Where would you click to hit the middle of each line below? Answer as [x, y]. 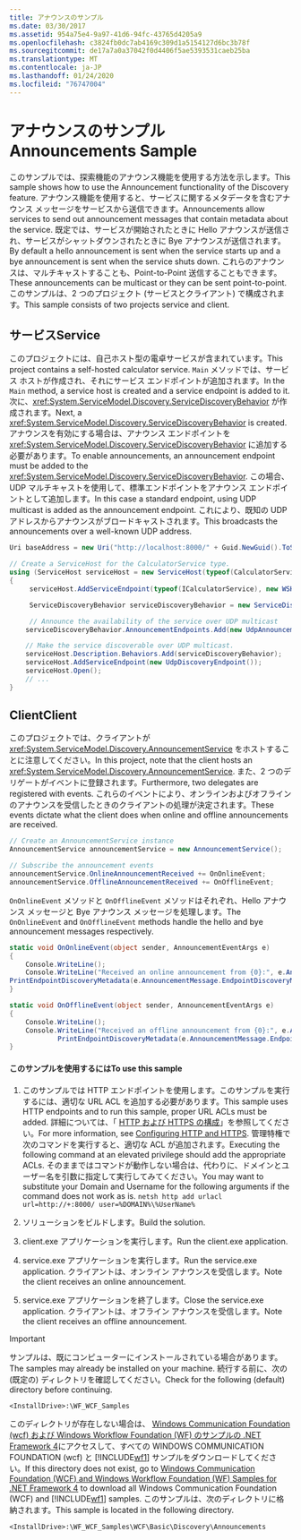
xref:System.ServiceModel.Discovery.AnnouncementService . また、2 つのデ [150, 772]
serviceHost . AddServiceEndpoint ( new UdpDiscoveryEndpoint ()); [144, 663]
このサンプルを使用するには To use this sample [96, 1068]
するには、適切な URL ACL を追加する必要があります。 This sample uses [155, 1101]
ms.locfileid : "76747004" [57, 84]
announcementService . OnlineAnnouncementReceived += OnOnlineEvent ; [138, 874]
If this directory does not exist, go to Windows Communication [140, 1468]
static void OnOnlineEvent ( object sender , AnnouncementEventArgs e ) [140, 947]
